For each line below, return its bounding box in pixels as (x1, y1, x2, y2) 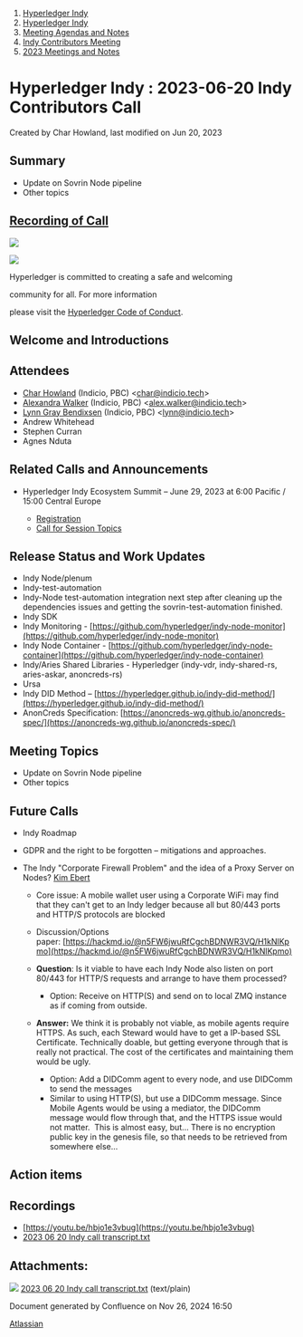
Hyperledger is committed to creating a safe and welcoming (9, 271, 233, 282)
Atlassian (9, 1318, 43, 1330)
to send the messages (49, 1083, 133, 1094)
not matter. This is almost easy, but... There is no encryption (49, 1122, 276, 1133)
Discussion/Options (35, 927, 109, 938)
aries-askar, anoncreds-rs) (22, 669, 123, 680)
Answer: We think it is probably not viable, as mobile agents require (35, 1018, 289, 1029)
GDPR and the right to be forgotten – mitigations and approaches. (22, 845, 267, 856)
